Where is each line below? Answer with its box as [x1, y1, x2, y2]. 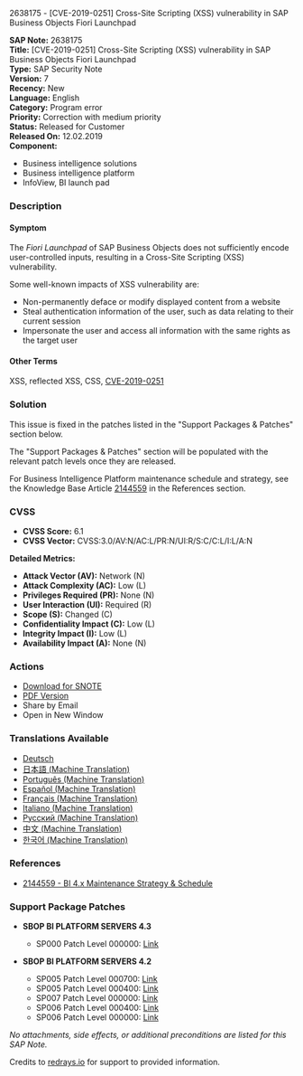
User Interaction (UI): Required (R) [22, 599, 152, 609]
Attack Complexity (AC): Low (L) [22, 580, 147, 590]
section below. [9, 429, 63, 439]
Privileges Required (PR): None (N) [22, 590, 155, 600]
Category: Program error [9, 102, 103, 112]
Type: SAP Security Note [9, 63, 103, 74]
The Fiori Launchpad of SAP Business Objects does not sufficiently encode [9, 242, 290, 253]
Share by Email [22, 700, 78, 711]
